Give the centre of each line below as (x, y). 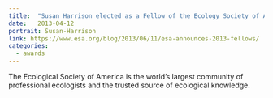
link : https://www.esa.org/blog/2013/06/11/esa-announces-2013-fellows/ (134, 38)
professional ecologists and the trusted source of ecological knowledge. (129, 85)
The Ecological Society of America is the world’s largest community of (126, 77)
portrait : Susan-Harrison (52, 31)
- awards (30, 53)
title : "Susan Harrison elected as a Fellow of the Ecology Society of (134, 16)
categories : (28, 46)
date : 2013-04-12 (41, 23)
